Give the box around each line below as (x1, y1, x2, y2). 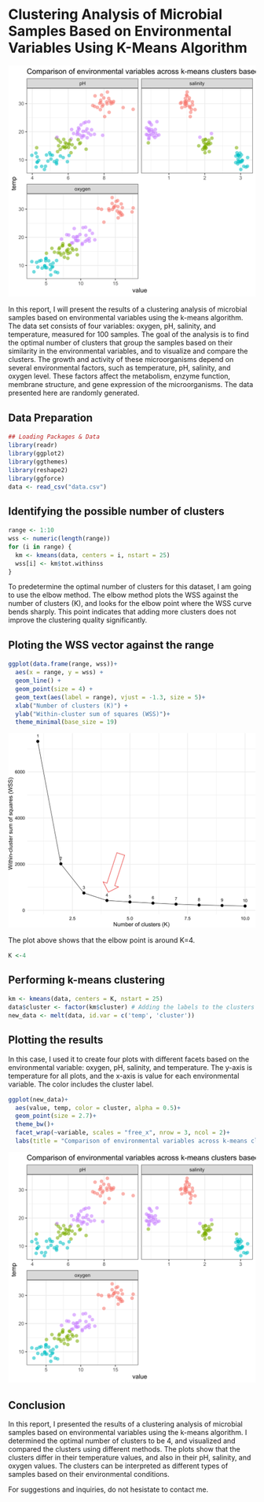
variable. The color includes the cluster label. (8, 1079, 154, 1089)
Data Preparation (8, 411, 93, 424)
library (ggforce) (8, 474, 65, 482)
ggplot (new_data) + (8, 1095, 68, 1103)
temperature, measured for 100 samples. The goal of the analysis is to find (8, 330, 249, 339)
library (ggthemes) (8, 458, 68, 466)
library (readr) (8, 441, 58, 449)
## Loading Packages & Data (8, 433, 101, 441)
